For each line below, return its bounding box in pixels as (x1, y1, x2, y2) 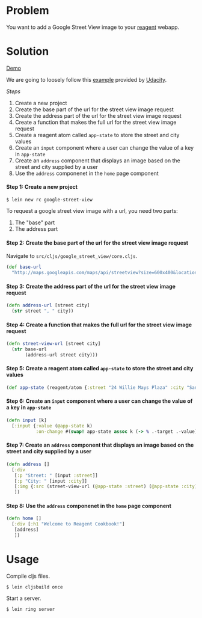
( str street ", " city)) (11, 308, 74, 314)
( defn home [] (6, 515, 42, 522)
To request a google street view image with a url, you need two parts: (6, 207, 179, 215)
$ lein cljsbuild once (6, 584, 63, 590)
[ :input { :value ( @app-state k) (11, 423, 93, 429)
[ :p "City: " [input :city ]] (14, 478, 87, 484)
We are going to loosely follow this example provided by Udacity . (6, 76, 167, 83)
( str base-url (11, 346, 47, 352)
